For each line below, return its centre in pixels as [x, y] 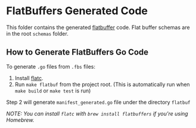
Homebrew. [20, 120]
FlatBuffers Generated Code [77, 11]
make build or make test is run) [53, 91]
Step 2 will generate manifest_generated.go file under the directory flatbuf [98, 102]
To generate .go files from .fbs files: [51, 66]
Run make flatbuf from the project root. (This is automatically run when [102, 84]
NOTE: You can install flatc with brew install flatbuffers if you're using [97, 113]
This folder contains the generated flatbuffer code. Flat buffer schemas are [98, 27]
